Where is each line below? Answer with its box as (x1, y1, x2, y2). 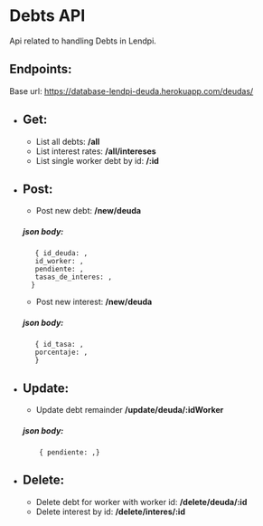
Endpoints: (9, 62, 72, 77)
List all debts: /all (35, 136, 100, 147)
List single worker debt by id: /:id (35, 155, 160, 166)
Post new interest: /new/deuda (35, 296, 153, 308)
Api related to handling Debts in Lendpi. (9, 35, 156, 46)
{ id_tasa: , (34, 340, 84, 349)
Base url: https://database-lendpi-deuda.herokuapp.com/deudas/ (9, 85, 254, 96)
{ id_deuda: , (34, 249, 89, 258)
